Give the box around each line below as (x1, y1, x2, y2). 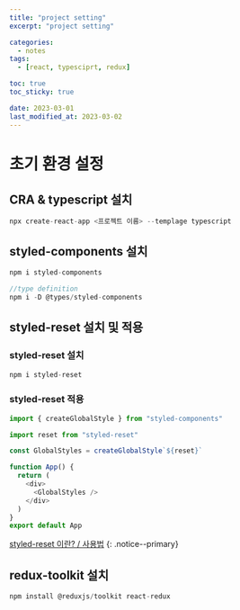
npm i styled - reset (9, 370, 83, 379)
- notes (17, 46, 47, 55)
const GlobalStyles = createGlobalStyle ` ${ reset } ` (9, 446, 203, 455)
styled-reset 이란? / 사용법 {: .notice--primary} (9, 539, 179, 550)
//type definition (9, 284, 78, 293)
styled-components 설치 (9, 244, 148, 259)
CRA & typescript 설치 (9, 193, 133, 208)
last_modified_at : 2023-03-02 (9, 112, 123, 121)
